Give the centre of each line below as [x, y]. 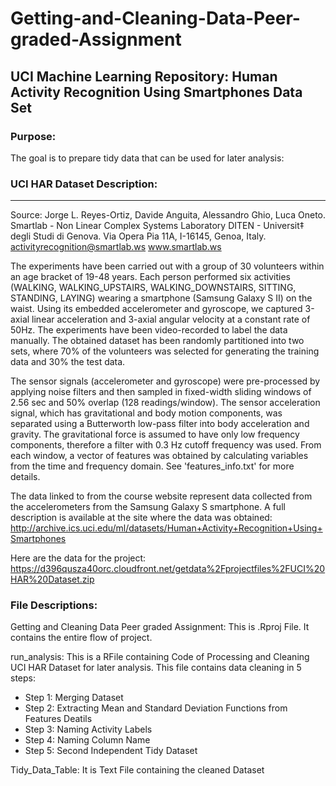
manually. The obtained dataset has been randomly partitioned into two [157, 341]
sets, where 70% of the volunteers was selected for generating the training [165, 351]
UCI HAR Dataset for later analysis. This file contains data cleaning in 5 [156, 668]
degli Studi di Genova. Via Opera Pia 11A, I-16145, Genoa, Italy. [138, 236]
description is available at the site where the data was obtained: [141, 518]
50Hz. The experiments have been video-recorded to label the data [149, 330]
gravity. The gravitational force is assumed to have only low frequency [155, 434]
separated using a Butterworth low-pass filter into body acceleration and [160, 424]
